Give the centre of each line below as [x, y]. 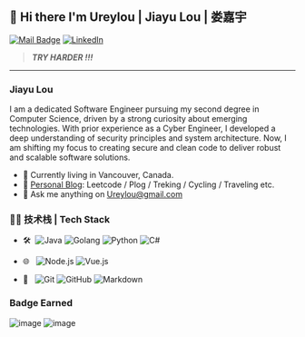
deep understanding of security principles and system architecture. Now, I [148, 138]
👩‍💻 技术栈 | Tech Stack [60, 220]
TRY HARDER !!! [62, 57]
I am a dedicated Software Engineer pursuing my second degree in [135, 109]
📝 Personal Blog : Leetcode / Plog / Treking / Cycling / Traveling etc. [148, 184]
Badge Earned [41, 303]
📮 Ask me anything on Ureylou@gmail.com [103, 194]
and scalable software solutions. [70, 157]
